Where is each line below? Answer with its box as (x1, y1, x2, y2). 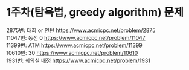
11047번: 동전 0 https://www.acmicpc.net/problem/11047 (6, 34, 146, 41)
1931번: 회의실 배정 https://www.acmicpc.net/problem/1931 (6, 57, 151, 64)
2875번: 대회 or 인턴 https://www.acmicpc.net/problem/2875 (6, 27, 156, 34)
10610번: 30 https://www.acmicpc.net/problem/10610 (6, 49, 138, 56)
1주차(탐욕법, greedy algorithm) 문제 (6, 5, 184, 19)
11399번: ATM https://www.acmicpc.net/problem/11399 (6, 42, 143, 49)
